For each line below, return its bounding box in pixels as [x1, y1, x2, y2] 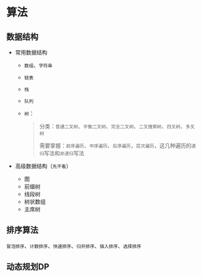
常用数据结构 [15, 49, 47, 56]
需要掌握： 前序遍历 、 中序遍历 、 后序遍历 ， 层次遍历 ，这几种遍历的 [39, 142, 192, 149]
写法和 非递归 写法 [44, 150, 84, 156]
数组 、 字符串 [24, 62, 53, 68]
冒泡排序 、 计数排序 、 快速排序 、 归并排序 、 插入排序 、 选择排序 [6, 242, 141, 249]
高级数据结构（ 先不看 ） [15, 162, 72, 170]
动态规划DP [6, 262, 50, 272]
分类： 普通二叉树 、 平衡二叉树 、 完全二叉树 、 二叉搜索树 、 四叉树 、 [39, 122, 186, 130]
